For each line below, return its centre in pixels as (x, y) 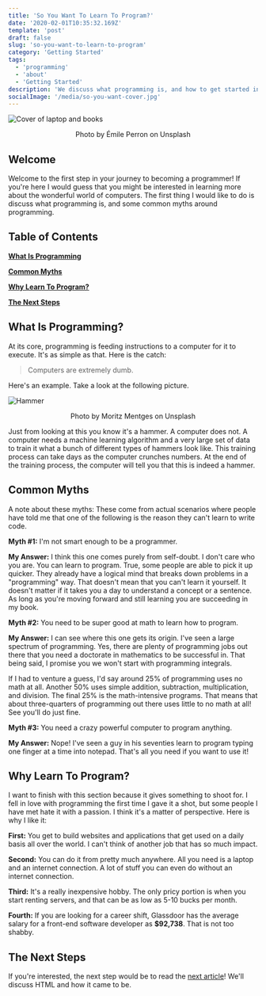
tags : (17, 60)
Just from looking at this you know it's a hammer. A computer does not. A (128, 431)
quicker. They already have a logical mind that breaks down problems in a (128, 573)
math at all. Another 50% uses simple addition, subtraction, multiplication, (129, 687)
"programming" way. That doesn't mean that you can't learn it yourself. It (127, 582)
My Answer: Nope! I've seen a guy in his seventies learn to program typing (131, 742)
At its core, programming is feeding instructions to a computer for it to (122, 346)
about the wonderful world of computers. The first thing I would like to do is (131, 196)
